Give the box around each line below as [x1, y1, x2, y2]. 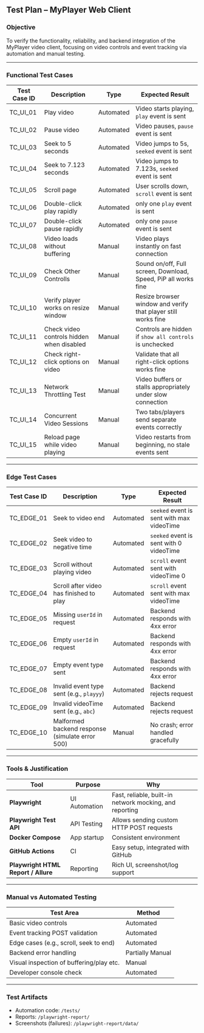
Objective [6, 23, 36, 32]
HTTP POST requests [112, 823, 173, 832]
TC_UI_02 [9, 125, 37, 134]
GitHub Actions [9, 847, 55, 855]
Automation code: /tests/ [15, 1007, 81, 1014]
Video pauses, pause [135, 122, 194, 130]
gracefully [150, 736, 179, 745]
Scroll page [44, 186, 77, 194]
